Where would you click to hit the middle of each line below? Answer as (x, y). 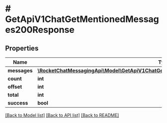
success (18, 103)
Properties (22, 48)
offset (15, 87)
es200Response (40, 30)
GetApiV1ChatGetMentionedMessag (82, 19)
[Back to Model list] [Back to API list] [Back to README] (62, 115)
